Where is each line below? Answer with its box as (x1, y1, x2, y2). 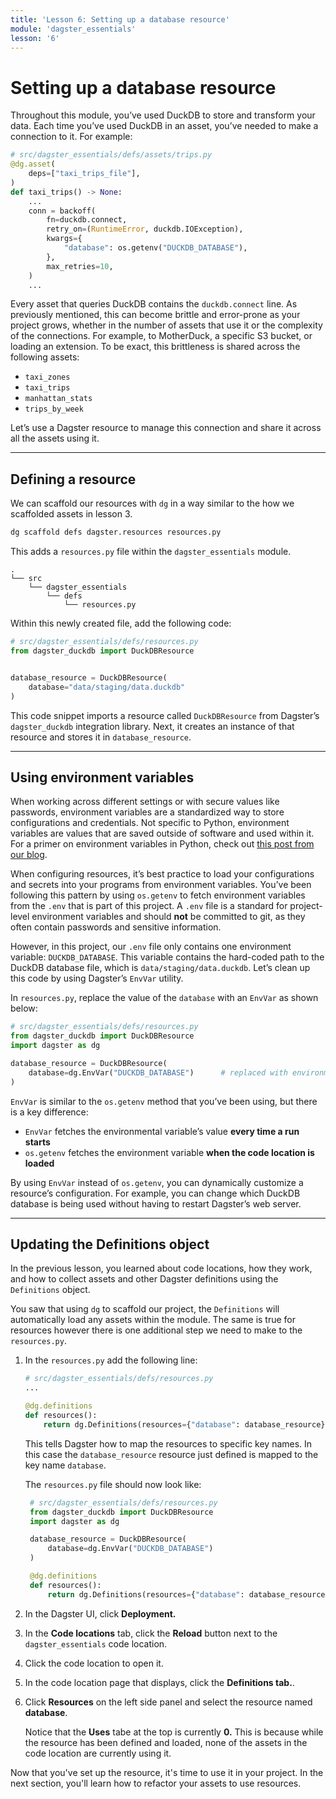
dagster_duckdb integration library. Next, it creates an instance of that (10, 720, 295, 732)
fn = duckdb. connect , (46, 215, 128, 225)
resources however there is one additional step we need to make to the (10, 1324, 303, 1336)
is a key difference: (10, 1106, 89, 1118)
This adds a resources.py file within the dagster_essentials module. (10, 546, 292, 558)
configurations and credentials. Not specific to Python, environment (10, 817, 290, 829)
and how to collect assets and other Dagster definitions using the (10, 1273, 279, 1285)
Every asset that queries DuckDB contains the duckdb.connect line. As (10, 298, 298, 310)
